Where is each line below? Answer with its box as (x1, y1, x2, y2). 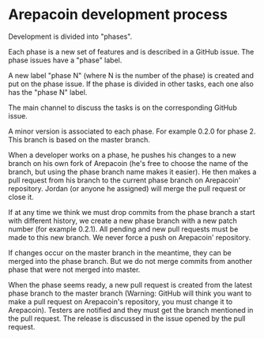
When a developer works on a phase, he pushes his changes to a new (8, 150, 237, 160)
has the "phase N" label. (8, 87, 88, 96)
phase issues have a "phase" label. (8, 55, 123, 65)
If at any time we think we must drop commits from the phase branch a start (8, 207, 255, 217)
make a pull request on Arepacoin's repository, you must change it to (8, 296, 233, 306)
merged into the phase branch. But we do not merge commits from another (8, 256, 253, 266)
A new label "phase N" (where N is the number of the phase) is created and (8, 70, 255, 80)
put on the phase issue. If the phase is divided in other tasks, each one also (8, 79, 255, 89)
